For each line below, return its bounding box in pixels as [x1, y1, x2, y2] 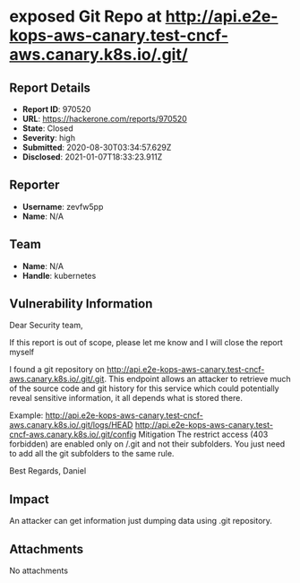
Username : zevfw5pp [21, 201, 104, 212]
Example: [9, 410, 44, 421]
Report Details [9, 80, 91, 95]
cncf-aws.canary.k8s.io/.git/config [9, 429, 137, 440]
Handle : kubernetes [21, 270, 97, 281]
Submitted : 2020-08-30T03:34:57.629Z [21, 142, 172, 152]
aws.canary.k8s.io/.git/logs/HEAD [9, 420, 133, 431]
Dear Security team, [9, 320, 83, 331]
